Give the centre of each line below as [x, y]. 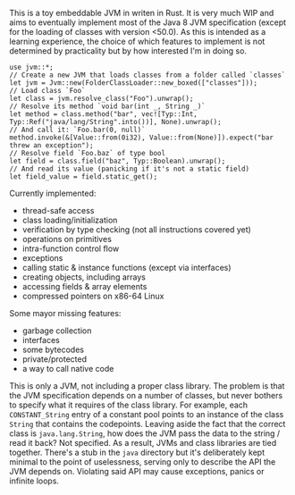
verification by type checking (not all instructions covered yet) [137, 230]
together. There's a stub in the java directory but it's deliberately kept [137, 452]
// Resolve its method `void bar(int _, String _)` [107, 106]
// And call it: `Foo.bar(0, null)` [77, 130]
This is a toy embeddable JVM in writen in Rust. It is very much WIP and [142, 13]
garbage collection [57, 331]
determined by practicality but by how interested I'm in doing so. [128, 51]
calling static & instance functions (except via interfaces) [126, 268]
